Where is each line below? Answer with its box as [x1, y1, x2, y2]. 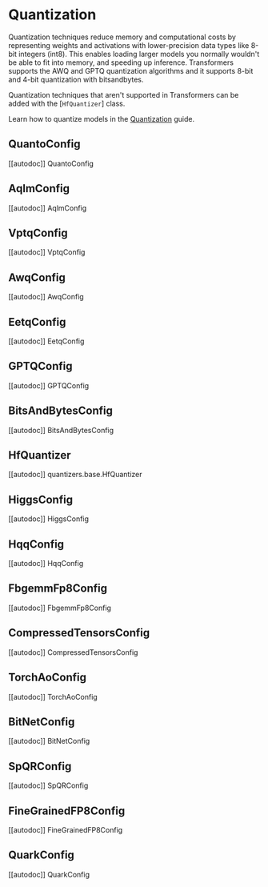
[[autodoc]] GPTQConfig [8, 380, 90, 390]
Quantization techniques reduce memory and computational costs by [8, 32, 236, 42]
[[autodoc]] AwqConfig [8, 292, 84, 302]
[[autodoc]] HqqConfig [8, 559, 84, 568]
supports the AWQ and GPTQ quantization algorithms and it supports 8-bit [8, 66, 254, 75]
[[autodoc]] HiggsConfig [8, 514, 90, 524]
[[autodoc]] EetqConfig [8, 336, 85, 346]
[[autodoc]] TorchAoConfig [8, 692, 98, 701]
